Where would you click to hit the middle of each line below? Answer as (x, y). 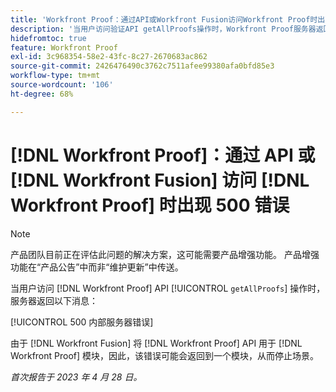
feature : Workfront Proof (64, 47)
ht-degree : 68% (42, 94)
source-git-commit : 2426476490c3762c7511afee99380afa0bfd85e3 (142, 66)
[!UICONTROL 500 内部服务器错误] (82, 322)
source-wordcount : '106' (62, 85)
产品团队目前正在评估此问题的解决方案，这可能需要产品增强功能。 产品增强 (165, 254)
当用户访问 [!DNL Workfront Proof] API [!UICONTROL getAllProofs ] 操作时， (168, 288)
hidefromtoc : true (48, 38)
